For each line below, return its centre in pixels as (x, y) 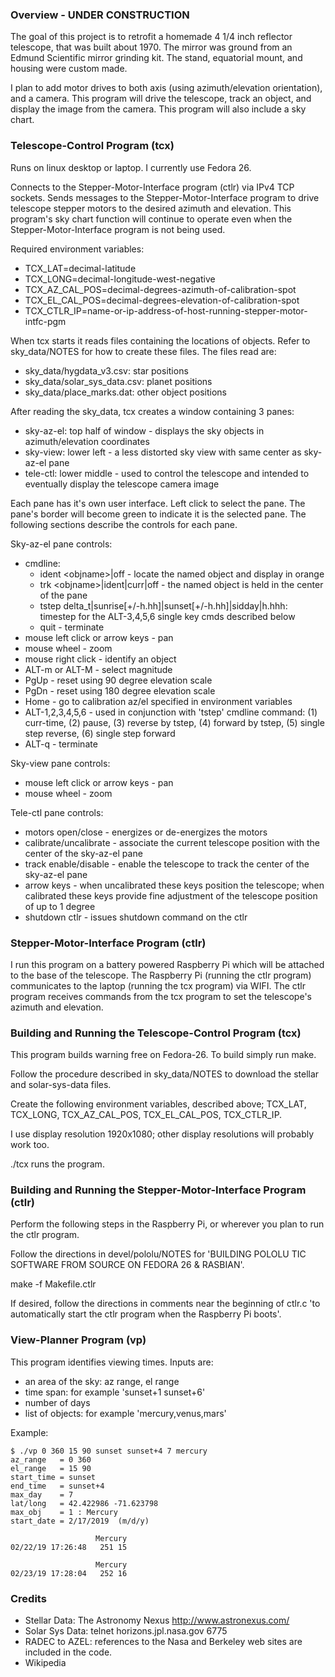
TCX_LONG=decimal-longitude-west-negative (120, 279)
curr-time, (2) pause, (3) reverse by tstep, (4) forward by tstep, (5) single (174, 722)
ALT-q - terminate (61, 744)
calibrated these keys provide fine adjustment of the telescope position (171, 895)
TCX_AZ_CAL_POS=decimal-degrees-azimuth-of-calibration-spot (160, 289)
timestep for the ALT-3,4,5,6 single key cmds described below (167, 616)
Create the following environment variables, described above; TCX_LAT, (158, 1104)
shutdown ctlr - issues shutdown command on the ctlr (136, 917)
